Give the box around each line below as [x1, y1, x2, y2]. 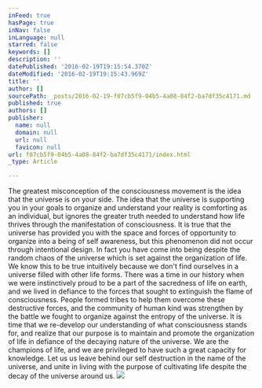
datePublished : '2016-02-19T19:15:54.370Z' [8, 63, 153, 71]
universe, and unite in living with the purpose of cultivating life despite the [8, 362, 247, 371]
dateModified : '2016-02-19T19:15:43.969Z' [8, 70, 149, 78]
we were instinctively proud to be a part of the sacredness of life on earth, [8, 279, 248, 288]
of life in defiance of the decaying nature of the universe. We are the [8, 337, 229, 346]
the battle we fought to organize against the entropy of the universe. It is [8, 312, 242, 321]
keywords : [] [8, 48, 51, 56]
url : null [15, 135, 47, 144]
